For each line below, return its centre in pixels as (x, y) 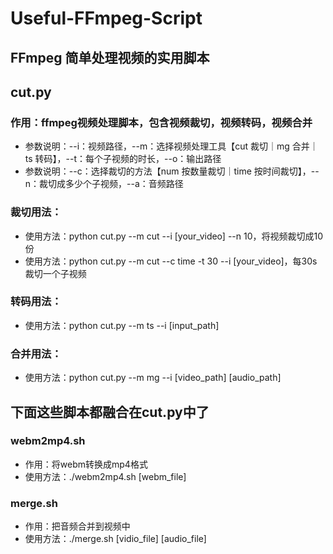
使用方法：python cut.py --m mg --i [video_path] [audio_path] (153, 378)
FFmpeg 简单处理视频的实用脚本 (110, 57)
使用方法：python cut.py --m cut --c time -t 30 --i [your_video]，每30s (171, 261)
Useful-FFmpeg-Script (106, 18)
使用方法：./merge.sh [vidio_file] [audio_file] (115, 539)
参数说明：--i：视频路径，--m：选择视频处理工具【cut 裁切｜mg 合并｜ (171, 146)
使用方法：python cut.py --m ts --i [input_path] (122, 325)
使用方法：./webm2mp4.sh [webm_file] (105, 476)
